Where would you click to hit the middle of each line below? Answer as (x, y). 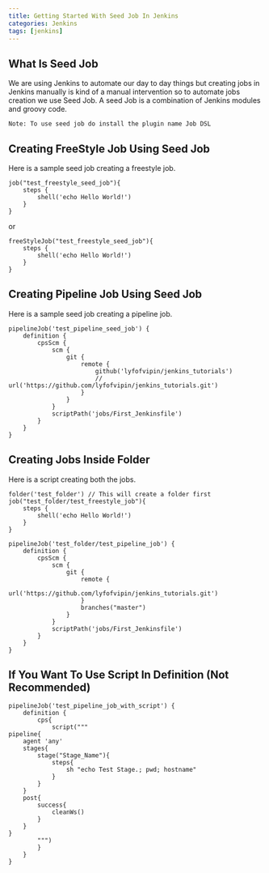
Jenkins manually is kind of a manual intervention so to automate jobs (124, 92)
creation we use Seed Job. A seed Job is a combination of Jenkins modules (134, 100)
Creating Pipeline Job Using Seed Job (105, 294)
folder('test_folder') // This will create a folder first (110, 494)
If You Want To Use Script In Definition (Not (119, 675)
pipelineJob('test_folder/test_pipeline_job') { (92, 543)
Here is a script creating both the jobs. (72, 479)
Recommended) (50, 688)
